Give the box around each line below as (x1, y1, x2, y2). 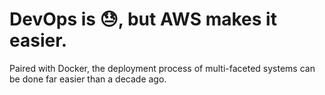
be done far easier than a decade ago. (9, 73, 167, 85)
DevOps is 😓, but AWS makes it (9, 8, 277, 31)
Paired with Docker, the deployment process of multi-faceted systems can (9, 62, 316, 74)
